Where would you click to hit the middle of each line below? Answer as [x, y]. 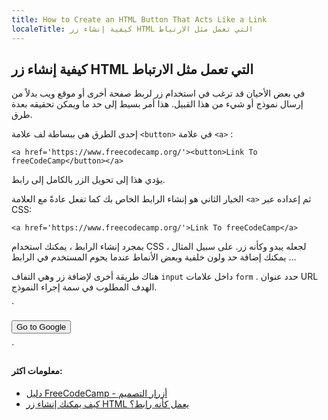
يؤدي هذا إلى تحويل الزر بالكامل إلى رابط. [88, 180]
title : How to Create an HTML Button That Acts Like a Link [139, 19]
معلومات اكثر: [37, 370]
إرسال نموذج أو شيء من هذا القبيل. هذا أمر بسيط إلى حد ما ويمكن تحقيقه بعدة [157, 104]
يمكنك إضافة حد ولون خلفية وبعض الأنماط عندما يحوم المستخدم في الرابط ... [154, 257]
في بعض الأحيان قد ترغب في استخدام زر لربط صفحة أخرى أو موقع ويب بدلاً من [158, 93]
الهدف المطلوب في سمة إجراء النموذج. [84, 287]
